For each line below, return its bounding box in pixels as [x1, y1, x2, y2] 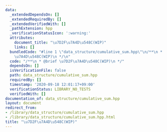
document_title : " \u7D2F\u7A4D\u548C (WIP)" [14, 40, 107, 45]
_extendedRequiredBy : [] [10, 17, 62, 22]
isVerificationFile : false [10, 68, 66, 73]
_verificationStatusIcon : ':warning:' [10, 31, 91, 36]
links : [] [14, 45, 35, 50]
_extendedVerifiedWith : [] [10, 21, 66, 27]
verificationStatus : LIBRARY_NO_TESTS [10, 86, 91, 92]
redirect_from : [5, 105, 37, 110]
